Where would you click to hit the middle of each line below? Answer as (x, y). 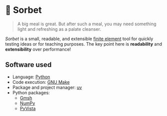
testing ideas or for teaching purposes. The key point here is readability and (84, 44)
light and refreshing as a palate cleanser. (59, 29)
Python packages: (31, 92)
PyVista (28, 108)
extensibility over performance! (38, 49)
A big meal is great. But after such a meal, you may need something (87, 24)
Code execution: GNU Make (41, 82)
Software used (28, 65)
